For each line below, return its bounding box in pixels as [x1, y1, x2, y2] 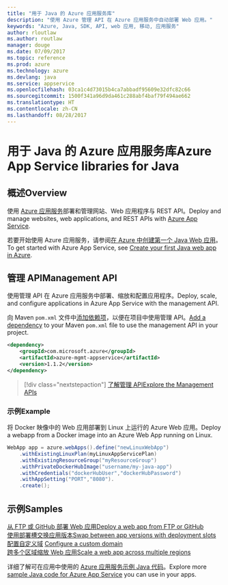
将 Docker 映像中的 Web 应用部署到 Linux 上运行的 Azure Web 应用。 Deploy [7, 424, 221, 432]
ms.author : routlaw [7, 36, 63, 42]
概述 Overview [7, 187, 68, 199]
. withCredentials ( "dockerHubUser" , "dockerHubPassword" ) [19, 469, 182, 476]
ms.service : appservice [7, 80, 75, 87]
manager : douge [7, 42, 51, 49]
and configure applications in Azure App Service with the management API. [7, 299, 219, 308]
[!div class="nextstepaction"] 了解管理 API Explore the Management [23, 380, 214, 389]
